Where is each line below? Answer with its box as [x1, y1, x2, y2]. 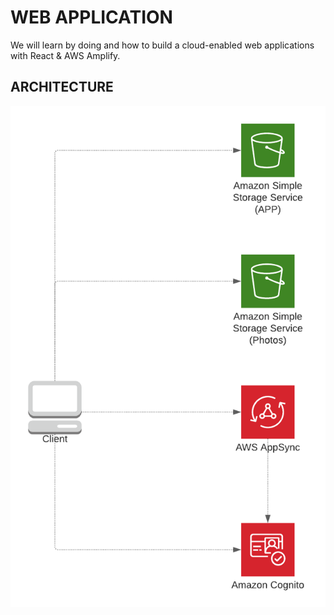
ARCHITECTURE [10, 79, 114, 96]
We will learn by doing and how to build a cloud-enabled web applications [10, 39, 315, 51]
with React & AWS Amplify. [10, 49, 121, 61]
